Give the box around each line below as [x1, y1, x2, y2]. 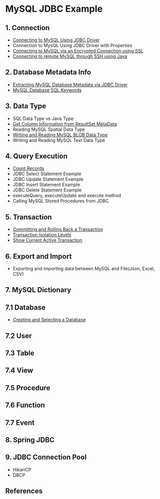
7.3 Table [5, 349, 35, 358]
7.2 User [5, 331, 32, 340]
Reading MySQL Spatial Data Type [12, 126, 85, 132]
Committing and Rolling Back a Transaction [12, 226, 103, 232]
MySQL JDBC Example [5, 3, 103, 15]
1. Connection [5, 23, 50, 32]
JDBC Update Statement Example [12, 176, 84, 182]
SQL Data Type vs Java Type [12, 115, 74, 122]
